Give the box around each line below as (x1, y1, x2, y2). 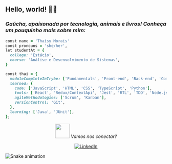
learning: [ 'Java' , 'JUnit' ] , (10, 109, 74, 114)
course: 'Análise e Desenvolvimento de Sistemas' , (10, 57, 120, 63)
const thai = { (5, 71, 38, 77)
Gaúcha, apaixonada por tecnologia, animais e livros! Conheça (5, 20, 166, 28)
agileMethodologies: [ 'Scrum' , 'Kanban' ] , (14, 95, 106, 100)
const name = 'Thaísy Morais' (5, 38, 70, 43)
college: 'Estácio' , (10, 53, 54, 58)
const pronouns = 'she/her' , (5, 43, 68, 49)
